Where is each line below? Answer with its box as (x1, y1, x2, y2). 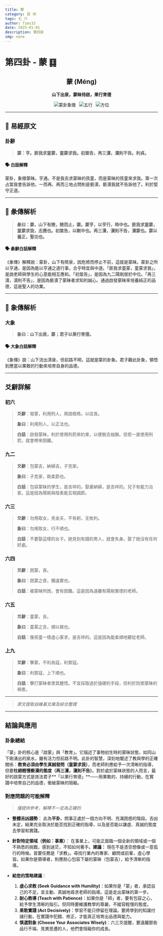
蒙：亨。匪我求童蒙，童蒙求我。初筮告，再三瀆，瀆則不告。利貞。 (16, 150, 149, 156)
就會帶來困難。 (25, 438, 56, 443)
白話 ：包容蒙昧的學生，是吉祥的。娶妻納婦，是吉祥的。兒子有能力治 (16, 483, 153, 490)
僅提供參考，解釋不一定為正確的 (16, 805, 81, 811)
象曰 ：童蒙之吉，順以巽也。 (16, 624, 73, 630)
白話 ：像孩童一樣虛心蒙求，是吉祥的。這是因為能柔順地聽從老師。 (16, 634, 149, 640)
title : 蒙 (5, 7, 24, 12)
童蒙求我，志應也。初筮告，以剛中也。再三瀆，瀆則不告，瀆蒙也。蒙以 (16, 228, 158, 233)
